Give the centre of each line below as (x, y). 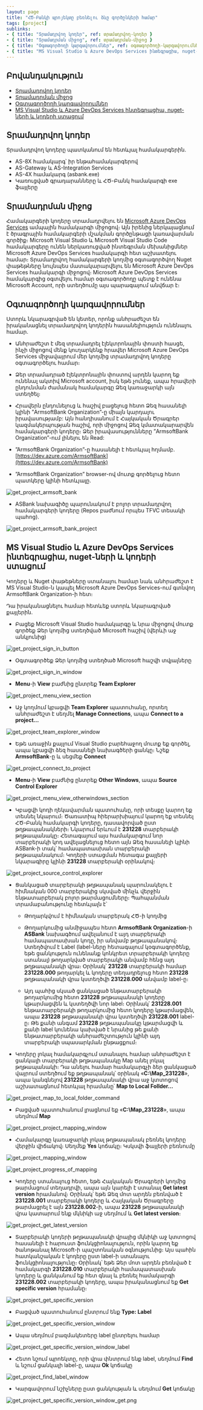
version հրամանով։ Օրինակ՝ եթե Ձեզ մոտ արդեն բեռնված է (99, 1194)
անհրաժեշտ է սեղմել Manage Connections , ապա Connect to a (99, 713)
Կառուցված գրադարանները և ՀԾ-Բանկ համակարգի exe (96, 181)
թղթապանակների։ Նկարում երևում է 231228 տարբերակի (97, 829)
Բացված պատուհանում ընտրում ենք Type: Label (83, 1311)
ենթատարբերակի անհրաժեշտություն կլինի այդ (92, 1036)
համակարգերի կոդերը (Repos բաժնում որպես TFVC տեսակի (100, 510)
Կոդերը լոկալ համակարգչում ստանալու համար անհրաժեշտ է (103, 1054)
